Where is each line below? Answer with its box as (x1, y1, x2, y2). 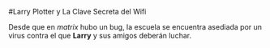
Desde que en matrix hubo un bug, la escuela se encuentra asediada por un (8, 22, 262, 31)
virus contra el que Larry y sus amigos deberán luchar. (8, 31, 192, 40)
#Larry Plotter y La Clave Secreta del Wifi (8, 7, 147, 16)
